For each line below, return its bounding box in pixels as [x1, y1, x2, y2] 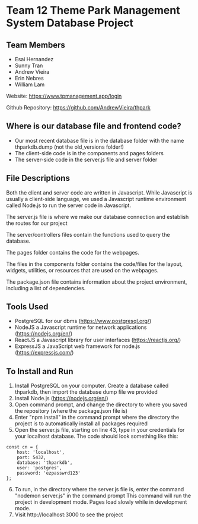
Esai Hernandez [14, 56, 54, 62]
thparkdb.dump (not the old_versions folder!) [14, 143, 124, 150]
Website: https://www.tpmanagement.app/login [6, 93, 122, 99]
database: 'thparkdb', [17, 460, 73, 466]
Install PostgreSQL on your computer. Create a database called [14, 382, 169, 390]
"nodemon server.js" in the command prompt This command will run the [14, 492, 191, 500]
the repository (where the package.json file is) [14, 407, 128, 415]
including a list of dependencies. [6, 284, 86, 291]
